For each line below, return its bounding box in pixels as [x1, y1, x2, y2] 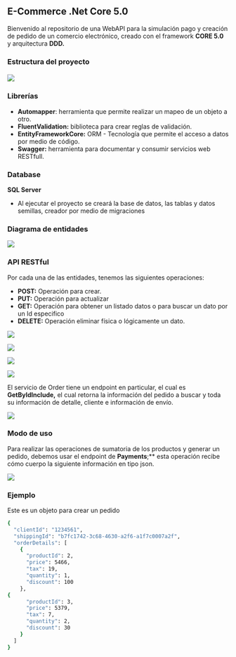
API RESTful [7, 257, 49, 267]
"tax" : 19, [25, 566, 58, 573]
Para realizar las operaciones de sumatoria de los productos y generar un [7, 444, 220, 453]
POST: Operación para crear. [17, 287, 102, 295]
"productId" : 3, [25, 598, 74, 605]
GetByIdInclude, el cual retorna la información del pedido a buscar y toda [7, 390, 221, 399]
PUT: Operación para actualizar [17, 294, 109, 303]
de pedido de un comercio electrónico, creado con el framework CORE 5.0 [7, 32, 224, 40]
